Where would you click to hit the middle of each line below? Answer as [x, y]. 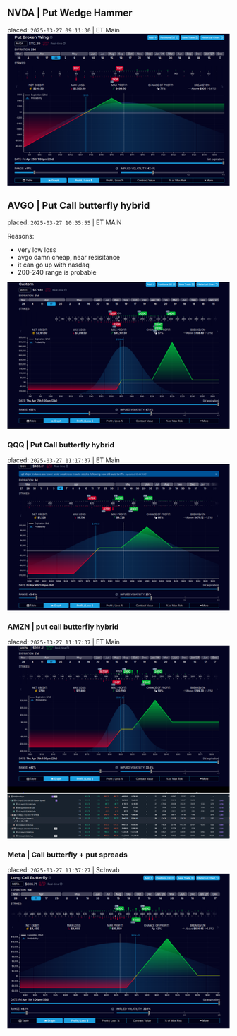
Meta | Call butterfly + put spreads [68, 855]
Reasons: [21, 236]
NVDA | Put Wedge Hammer [70, 13]
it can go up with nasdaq [53, 265]
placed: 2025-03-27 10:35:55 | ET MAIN [65, 222]
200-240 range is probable [57, 272]
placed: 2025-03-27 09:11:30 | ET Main [63, 30]
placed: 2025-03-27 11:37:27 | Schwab [63, 870]
